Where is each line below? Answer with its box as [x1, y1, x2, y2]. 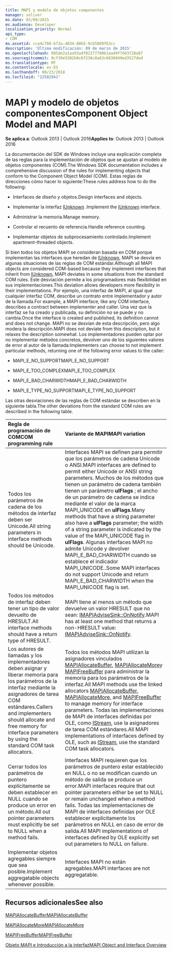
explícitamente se [8, 782, 50, 789]
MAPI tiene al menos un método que [64, 598, 152, 605]
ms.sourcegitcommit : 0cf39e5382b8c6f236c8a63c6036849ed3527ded [5, 55, 143, 61]
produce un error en [8, 801, 56, 808]
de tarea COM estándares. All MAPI [64, 726, 148, 733]
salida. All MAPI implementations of [64, 827, 148, 834]
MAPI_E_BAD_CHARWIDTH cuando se [64, 551, 157, 558]
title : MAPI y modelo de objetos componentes [5, 7, 104, 13]
